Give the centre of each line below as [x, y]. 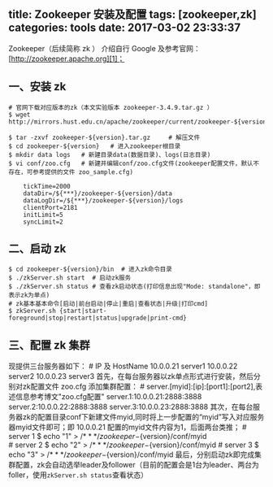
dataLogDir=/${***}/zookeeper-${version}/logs [103, 200]
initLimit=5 [43, 215]
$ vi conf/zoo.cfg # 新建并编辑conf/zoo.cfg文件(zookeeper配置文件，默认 [131, 163]
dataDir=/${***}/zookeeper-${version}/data [98, 193]
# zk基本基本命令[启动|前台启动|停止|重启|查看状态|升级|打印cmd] [108, 304]
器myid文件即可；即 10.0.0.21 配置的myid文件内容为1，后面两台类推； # [128, 427]
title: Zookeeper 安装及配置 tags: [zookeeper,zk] [133, 15]
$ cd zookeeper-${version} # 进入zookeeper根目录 [95, 146]
